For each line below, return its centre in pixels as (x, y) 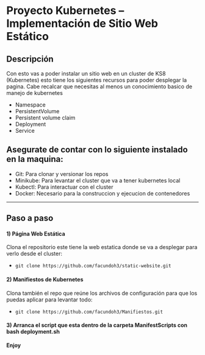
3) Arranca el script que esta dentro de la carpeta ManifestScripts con (97, 325)
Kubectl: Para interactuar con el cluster (64, 187)
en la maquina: (35, 159)
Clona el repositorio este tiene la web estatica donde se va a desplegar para (102, 247)
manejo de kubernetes (34, 93)
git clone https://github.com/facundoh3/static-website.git (93, 266)
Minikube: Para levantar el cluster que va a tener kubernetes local (98, 180)
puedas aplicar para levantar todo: (49, 300)
